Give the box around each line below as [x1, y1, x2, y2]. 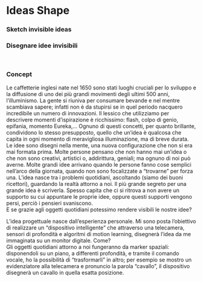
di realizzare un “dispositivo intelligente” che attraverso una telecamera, [6, 224, 185, 231]
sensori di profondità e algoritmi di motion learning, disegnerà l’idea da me [6, 230, 191, 237]
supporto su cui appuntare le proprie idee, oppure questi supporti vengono [6, 193, 192, 200]
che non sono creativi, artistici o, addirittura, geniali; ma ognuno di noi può [6, 155, 191, 162]
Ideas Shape [6, 4, 70, 18]
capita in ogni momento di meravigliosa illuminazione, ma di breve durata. [6, 135, 189, 143]
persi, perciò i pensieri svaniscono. [6, 199, 93, 207]
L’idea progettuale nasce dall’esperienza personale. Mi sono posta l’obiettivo [6, 217, 197, 225]
